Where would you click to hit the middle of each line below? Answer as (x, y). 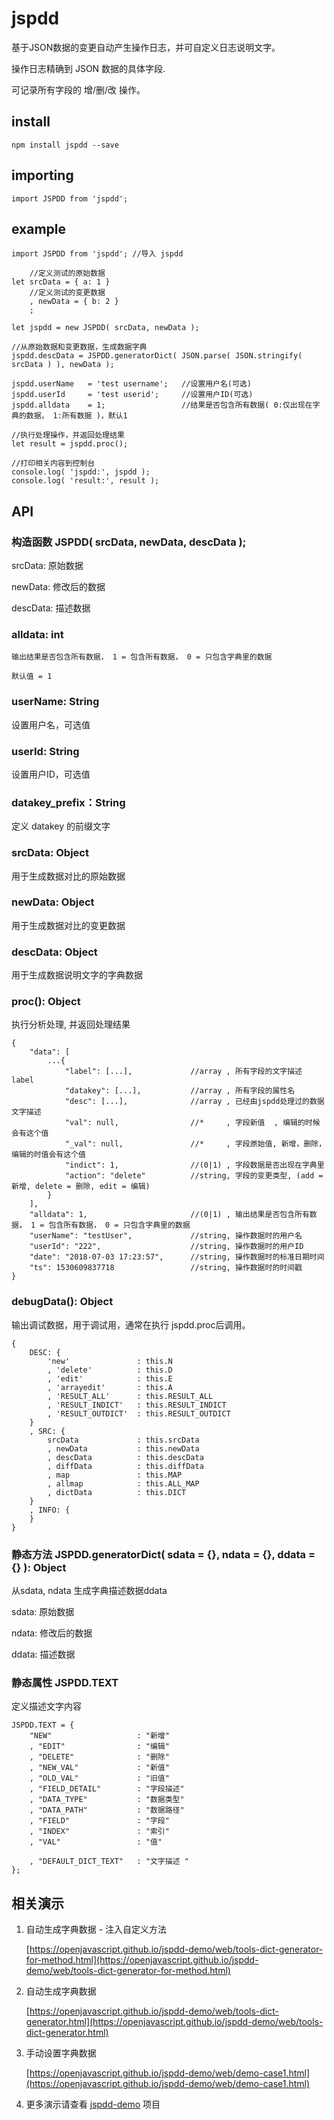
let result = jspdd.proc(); (70, 444)
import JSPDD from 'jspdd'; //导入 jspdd (97, 254)
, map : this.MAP (115, 1475)
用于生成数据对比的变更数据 (68, 925)
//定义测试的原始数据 (67, 273)
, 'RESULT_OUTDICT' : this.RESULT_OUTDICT (139, 1413)
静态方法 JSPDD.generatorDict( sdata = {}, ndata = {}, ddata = (163, 1554)
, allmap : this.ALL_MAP (123, 1483)
